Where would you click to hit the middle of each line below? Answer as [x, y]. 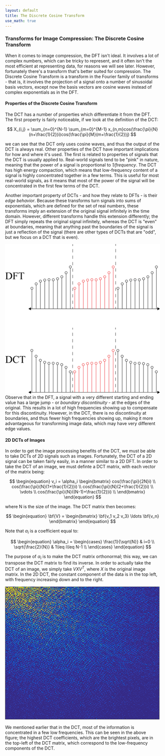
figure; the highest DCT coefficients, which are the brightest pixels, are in [79, 738]
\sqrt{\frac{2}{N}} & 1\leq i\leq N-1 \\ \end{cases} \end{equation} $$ [82, 547]
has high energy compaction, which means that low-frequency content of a [82, 170]
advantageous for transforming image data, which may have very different [80, 424]
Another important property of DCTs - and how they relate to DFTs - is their [81, 195]
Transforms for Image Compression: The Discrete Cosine [75, 38]
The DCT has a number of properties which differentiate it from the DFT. [78, 114]
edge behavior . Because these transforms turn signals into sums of [73, 200]
